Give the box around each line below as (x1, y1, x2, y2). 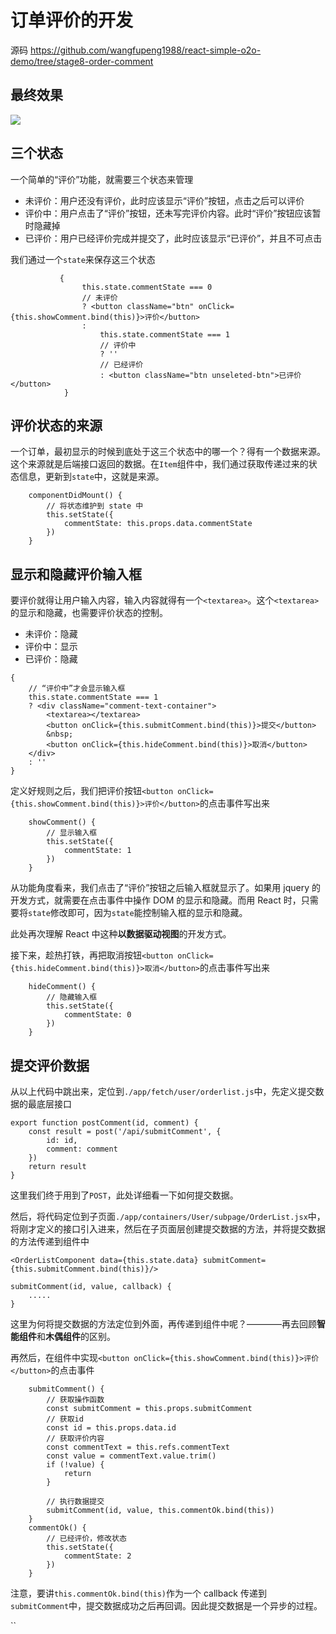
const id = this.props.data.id (46, 1423, 177, 1433)
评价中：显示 (24, 641, 78, 653)
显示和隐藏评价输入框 (10, 566, 142, 583)
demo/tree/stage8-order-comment (10, 55, 154, 67)
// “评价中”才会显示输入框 (28, 684, 126, 694)
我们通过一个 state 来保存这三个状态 (10, 253, 156, 265)
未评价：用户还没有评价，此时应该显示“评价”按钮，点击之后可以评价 (24, 194, 305, 206)
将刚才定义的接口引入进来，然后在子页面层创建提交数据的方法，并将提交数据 (10, 1223, 326, 1235)
